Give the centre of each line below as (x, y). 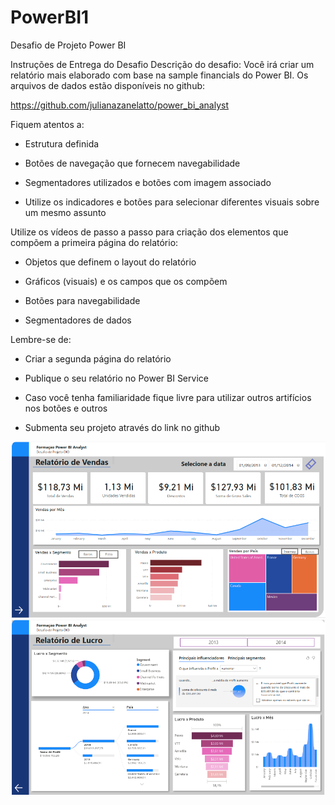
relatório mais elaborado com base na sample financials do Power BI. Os (159, 75)
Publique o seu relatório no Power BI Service (116, 378)
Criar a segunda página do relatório (98, 358)
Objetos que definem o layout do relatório (110, 262)
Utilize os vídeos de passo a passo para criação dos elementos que (149, 232)
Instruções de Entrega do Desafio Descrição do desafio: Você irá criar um (162, 64)
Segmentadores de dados (78, 320)
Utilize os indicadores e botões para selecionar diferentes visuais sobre (172, 202)
